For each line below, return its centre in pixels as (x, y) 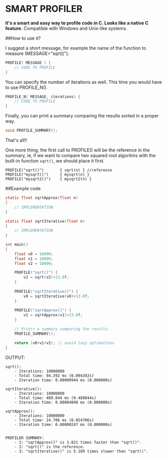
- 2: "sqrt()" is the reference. (50, 447)
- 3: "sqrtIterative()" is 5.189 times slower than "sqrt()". (81, 451)
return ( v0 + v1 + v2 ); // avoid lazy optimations (64, 343)
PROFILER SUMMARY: (25, 438)
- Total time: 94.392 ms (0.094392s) (54, 376)
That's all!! (16, 140)
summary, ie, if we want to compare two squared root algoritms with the (80, 156)
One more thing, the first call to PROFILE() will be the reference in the (77, 150)
